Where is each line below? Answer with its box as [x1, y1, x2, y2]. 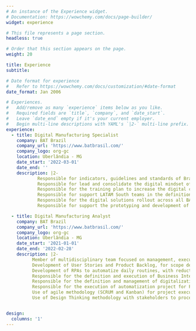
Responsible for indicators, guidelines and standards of [37, 175, 181, 181]
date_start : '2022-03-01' [16, 159, 80, 165]
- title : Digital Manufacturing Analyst [11, 213, 111, 219]
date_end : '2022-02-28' [16, 246, 75, 252]
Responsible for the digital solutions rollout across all [37, 197, 184, 204]
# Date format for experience [6, 78, 80, 84]
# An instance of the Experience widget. [6, 8, 108, 15]
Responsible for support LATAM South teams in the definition [37, 192, 192, 198]
